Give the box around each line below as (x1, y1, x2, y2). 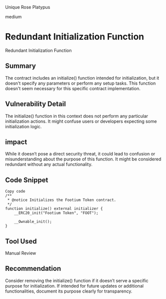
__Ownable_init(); (14, 219, 52, 224)
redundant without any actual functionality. (5, 161, 93, 167)
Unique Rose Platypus (5, 4, 51, 10)
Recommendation (5, 264, 61, 273)
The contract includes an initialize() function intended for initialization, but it (5, 75, 160, 81)
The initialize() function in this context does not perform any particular (5, 113, 149, 119)
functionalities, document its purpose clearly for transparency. (5, 288, 133, 294)
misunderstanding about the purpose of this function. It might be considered (5, 156, 162, 162)
